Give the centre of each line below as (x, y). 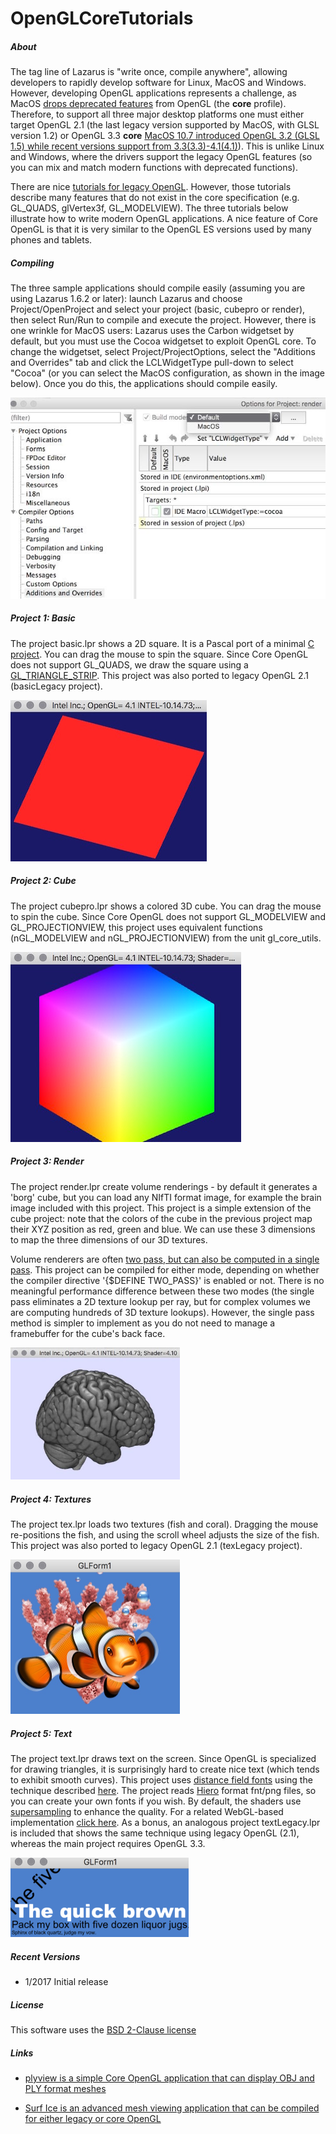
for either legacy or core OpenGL (93, 2119)
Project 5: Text (41, 1733)
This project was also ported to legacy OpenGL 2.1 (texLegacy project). (156, 1545)
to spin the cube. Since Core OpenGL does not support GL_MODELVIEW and (168, 916)
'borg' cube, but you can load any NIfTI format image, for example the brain (166, 1197)
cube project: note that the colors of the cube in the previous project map (161, 1218)
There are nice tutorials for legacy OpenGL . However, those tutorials (151, 187)
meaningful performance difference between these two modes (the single (162, 1291)
